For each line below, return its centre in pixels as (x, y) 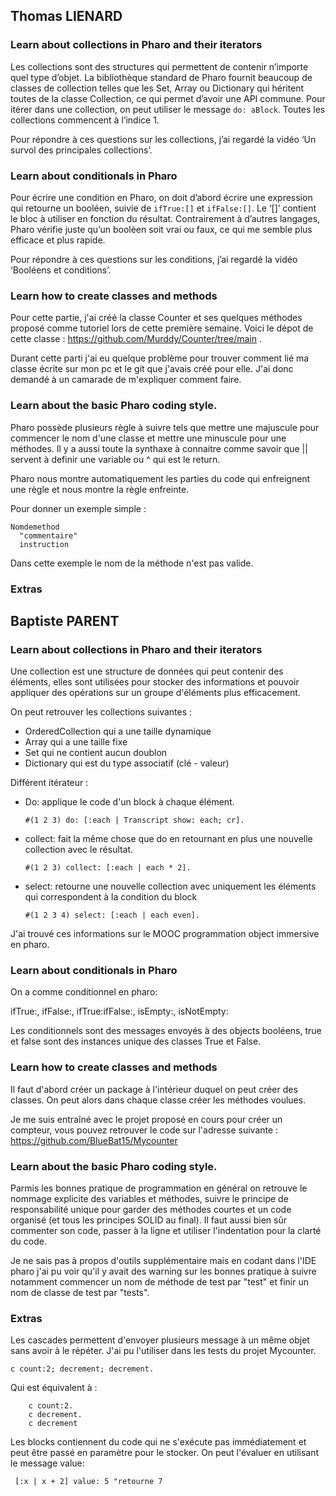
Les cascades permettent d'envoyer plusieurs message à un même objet (160, 1340)
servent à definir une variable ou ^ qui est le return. (115, 459)
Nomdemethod (35, 527)
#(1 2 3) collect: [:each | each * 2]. (108, 868)
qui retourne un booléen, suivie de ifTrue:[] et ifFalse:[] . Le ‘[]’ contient (163, 208)
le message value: (47, 1463)
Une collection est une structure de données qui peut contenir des (147, 671)
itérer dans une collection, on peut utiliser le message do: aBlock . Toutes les (168, 109)
